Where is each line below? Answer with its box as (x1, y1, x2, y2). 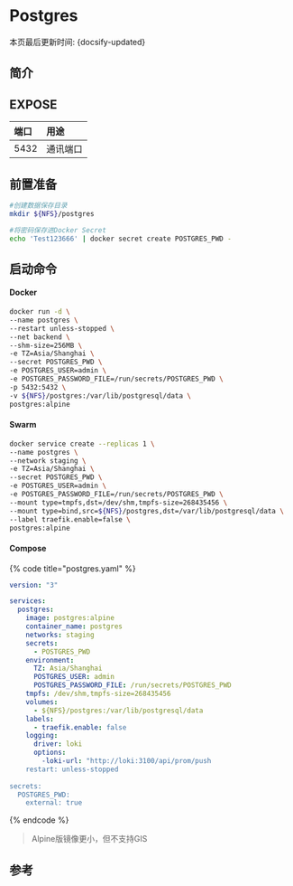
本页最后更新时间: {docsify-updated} (9, 36, 146, 47)
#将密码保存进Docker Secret (9, 225, 106, 235)
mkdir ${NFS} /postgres (9, 209, 95, 218)
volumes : (25, 697, 59, 706)
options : (32, 748, 67, 758)
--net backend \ (9, 332, 70, 342)
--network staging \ (9, 456, 87, 466)
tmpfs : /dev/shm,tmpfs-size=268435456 (25, 689, 171, 699)
